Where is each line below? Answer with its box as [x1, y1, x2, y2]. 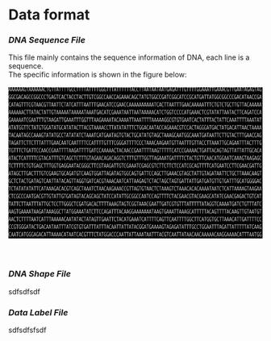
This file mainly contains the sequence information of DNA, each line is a [8, 52, 250, 62]
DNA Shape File [8, 268, 71, 280]
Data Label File [8, 306, 69, 318]
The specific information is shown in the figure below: [8, 70, 187, 80]
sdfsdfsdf [8, 286, 40, 296]
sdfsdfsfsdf [8, 325, 47, 335]
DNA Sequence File [8, 35, 86, 46]
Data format [8, 6, 90, 24]
